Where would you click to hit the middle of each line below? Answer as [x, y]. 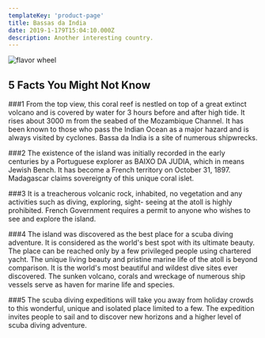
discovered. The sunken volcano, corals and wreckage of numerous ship [127, 276]
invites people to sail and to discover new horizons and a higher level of [125, 317]
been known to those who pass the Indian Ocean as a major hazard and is [129, 129]
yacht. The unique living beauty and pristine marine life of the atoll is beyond [133, 260]
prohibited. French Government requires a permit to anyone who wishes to [129, 211]
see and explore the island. [52, 219]
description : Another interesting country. [81, 38]
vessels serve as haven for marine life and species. [92, 285]
